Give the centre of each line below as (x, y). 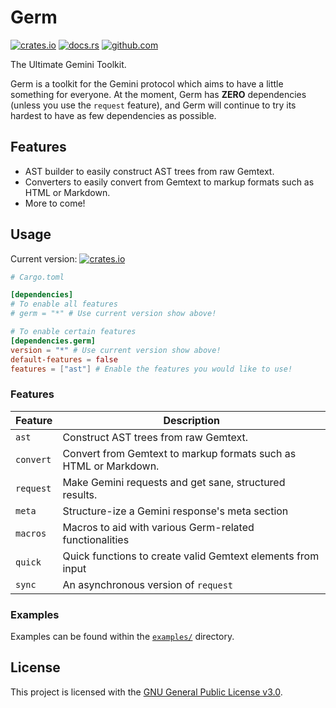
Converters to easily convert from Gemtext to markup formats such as (169, 182)
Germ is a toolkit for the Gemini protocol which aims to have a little (147, 83)
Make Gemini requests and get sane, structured (174, 482)
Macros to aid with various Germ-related (158, 527)
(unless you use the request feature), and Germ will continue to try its (153, 105)
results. (80, 494)
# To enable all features (64, 304)
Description (191, 420)
